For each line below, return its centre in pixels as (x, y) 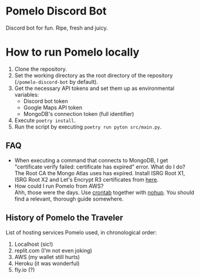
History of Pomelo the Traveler (64, 218)
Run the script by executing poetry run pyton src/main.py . (88, 127)
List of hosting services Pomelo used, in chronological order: (81, 232)
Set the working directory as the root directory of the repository (94, 75)
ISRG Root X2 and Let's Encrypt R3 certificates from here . (86, 179)
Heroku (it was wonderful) (47, 263)
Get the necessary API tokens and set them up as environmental (94, 88)
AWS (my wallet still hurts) (47, 257)
